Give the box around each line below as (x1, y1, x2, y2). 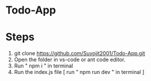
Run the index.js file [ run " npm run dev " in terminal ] (14, 69, 145, 76)
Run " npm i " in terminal (14, 62, 73, 69)
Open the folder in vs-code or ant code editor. (14, 56, 126, 63)
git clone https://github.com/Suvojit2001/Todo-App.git (14, 50, 145, 57)
